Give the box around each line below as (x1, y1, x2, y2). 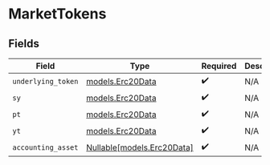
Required (201, 61, 237, 71)
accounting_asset (12, 143, 79, 152)
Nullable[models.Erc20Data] (85, 142, 194, 153)
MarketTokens (8, 5, 107, 23)
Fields (8, 37, 40, 50)
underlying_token (12, 77, 79, 86)
